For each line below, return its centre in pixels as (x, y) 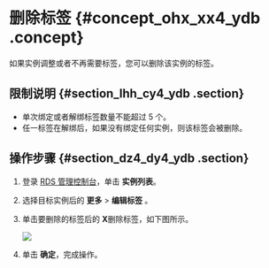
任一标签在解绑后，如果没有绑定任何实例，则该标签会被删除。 (134, 127)
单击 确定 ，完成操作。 (62, 254)
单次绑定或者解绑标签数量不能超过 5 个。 (96, 117)
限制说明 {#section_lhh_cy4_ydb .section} (127, 94)
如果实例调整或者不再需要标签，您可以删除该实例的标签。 (114, 63)
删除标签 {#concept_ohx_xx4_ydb (135, 18)
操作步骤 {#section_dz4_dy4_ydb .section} (129, 159)
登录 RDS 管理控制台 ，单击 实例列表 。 (91, 181)
